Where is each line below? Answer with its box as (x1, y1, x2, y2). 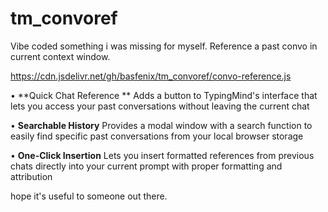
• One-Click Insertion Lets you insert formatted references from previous (10, 149, 315, 161)
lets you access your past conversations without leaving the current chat (10, 100, 310, 112)
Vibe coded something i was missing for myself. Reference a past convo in (10, 40, 318, 52)
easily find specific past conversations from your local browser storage (10, 130, 304, 142)
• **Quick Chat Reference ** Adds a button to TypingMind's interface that (10, 89, 318, 101)
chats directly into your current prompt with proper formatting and (10, 160, 283, 172)
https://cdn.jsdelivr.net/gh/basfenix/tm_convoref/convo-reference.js (10, 70, 292, 82)
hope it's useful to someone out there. (10, 190, 168, 202)
